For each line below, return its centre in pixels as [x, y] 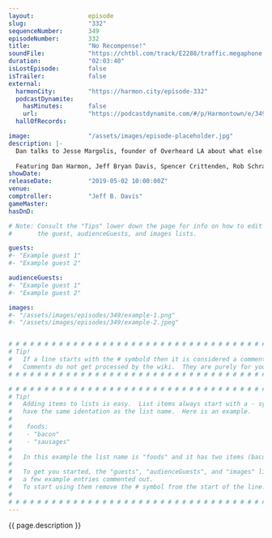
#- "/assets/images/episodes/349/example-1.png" [92, 315]
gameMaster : [28, 203]
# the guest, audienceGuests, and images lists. [103, 233]
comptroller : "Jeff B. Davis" [76, 196]
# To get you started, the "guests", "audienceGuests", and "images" [132, 472]
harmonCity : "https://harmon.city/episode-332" [112, 91]
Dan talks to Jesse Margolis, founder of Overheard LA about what [130, 151]
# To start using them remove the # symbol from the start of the [126, 487]
